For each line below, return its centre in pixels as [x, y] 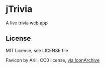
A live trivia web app [27, 23]
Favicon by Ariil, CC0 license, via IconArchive [53, 60]
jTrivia [19, 9]
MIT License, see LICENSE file [37, 50]
